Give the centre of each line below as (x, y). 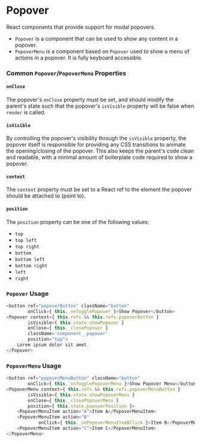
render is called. (26, 113)
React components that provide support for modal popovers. (81, 27)
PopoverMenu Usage (34, 366)
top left (26, 240)
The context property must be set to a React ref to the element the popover (99, 190)
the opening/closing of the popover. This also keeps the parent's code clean (100, 151)
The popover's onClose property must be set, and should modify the (90, 100)
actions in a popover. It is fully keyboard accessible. (79, 57)
